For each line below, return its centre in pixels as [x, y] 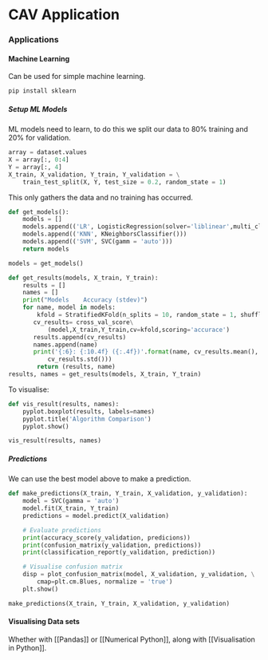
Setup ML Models [38, 109]
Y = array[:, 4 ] [35, 167]
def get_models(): [39, 212]
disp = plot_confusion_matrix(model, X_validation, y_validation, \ [139, 575]
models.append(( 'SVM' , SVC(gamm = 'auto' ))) [98, 242]
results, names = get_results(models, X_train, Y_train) [105, 374]
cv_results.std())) [80, 360]
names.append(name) [65, 345]
